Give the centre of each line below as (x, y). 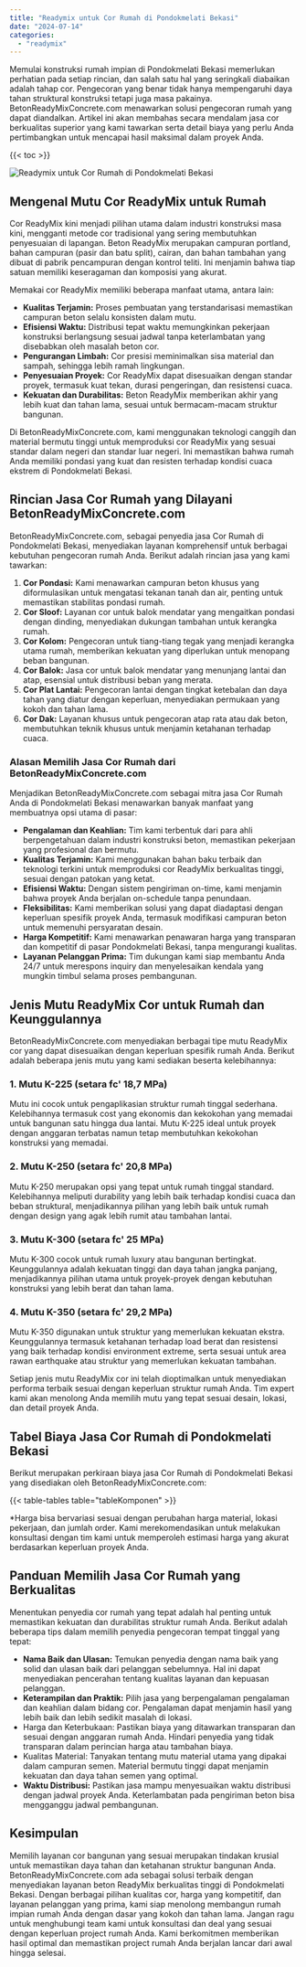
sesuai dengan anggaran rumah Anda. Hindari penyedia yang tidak (148, 1737)
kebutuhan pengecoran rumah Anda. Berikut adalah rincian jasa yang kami (150, 555)
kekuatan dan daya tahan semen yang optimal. (111, 1775)
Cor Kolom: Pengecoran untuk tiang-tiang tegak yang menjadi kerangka (158, 641)
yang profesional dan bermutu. (81, 850)
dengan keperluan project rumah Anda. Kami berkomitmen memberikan (144, 1933)
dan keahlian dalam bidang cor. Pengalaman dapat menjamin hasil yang (157, 1707)
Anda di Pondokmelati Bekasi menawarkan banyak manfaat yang (132, 803)
